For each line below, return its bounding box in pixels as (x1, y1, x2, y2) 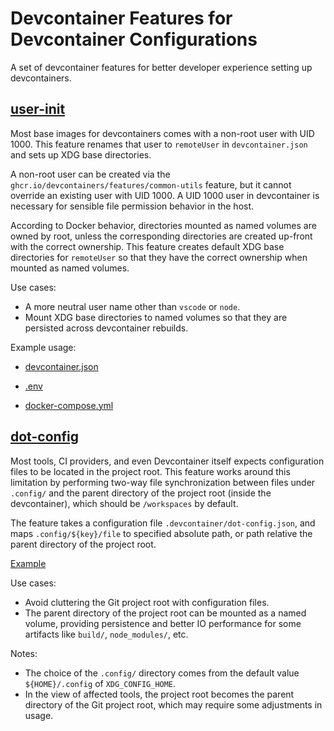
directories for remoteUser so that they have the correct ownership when (10, 251, 308, 263)
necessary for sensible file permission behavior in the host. (10, 200, 255, 212)
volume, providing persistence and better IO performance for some (24, 617, 302, 629)
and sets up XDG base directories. (10, 148, 152, 161)
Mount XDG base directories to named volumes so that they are (24, 311, 288, 323)
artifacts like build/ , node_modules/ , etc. (24, 628, 189, 640)
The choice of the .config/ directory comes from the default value (24, 667, 300, 679)
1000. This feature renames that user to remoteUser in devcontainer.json (10, 138, 308, 150)
